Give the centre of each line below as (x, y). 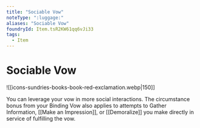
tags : (13, 35)
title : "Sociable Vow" (35, 12)
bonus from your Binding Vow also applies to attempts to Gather (87, 105)
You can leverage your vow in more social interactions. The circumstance (98, 99)
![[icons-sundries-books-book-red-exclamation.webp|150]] (81, 87)
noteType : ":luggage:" (35, 18)
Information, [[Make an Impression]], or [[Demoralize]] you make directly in (100, 112)
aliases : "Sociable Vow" (38, 23)
